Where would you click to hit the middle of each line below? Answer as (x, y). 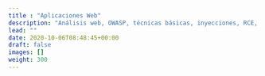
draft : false (30, 45)
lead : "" (23, 30)
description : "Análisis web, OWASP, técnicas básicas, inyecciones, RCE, (133, 23)
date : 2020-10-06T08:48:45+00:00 (64, 38)
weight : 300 (28, 60)
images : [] (26, 52)
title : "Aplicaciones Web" (55, 15)
